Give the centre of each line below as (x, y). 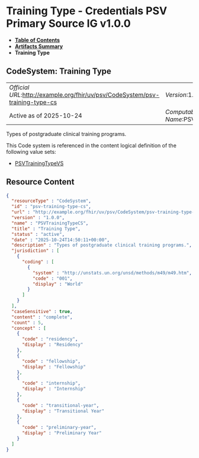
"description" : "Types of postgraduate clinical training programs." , (102, 245)
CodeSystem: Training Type (59, 72)
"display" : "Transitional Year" (63, 411)
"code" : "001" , (52, 278)
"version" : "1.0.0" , (38, 218)
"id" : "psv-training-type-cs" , (52, 207)
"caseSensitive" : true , (42, 311)
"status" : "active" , (38, 234)
